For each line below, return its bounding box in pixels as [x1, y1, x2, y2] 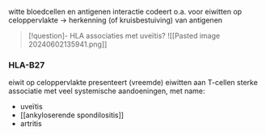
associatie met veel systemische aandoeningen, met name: [8, 86, 205, 96]
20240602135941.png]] [27, 39, 108, 49]
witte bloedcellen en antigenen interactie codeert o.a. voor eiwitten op [8, 7, 243, 16]
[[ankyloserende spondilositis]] [19, 110, 124, 120]
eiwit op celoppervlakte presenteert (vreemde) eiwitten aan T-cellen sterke [8, 78, 259, 88]
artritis [19, 119, 42, 129]
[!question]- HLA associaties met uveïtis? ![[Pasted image [27, 31, 221, 40]
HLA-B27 [8, 59, 45, 71]
